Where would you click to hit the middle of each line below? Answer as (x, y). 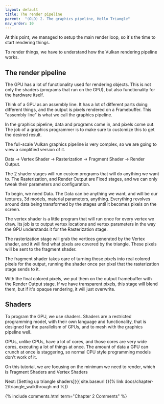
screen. (13, 210)
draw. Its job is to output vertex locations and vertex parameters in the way (80, 224)
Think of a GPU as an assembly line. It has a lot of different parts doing (76, 105)
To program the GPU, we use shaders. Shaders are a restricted (68, 316)
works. (12, 57)
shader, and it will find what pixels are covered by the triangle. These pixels (81, 244)
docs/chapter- (139, 381)
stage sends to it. (23, 269)
